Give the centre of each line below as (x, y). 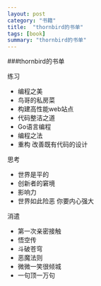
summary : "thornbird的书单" (47, 40)
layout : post (26, 14)
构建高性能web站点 (46, 109)
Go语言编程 (34, 127)
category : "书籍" (32, 21)
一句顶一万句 (36, 275)
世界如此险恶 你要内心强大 (55, 201)
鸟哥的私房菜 (36, 101)
